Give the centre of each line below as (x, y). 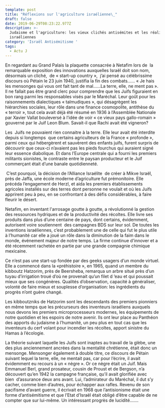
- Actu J (18, 51)
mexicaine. (16, 251)
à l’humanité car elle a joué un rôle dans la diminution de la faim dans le (77, 235)
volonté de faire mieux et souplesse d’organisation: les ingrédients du (75, 287)
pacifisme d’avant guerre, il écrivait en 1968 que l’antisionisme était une (77, 390)
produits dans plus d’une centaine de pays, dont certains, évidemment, (77, 220)
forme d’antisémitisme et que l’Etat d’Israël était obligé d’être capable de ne (81, 395)
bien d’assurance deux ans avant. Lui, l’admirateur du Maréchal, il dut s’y (79, 379)
